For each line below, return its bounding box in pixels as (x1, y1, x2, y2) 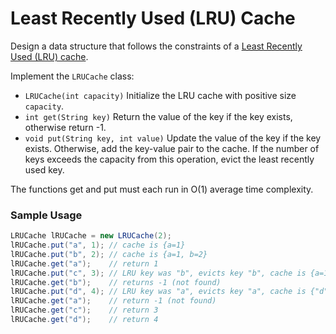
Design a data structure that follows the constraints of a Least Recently (10, 40, 303, 52)
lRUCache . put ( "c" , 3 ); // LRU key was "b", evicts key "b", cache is (10, 268, 307, 278)
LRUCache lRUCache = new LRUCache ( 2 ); (10, 231, 172, 241)
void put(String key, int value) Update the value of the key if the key (24, 132, 322, 144)
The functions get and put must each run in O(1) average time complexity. (10, 183, 314, 195)
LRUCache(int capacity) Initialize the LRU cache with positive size (24, 89, 297, 101)
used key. (24, 163, 65, 176)
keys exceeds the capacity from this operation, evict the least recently (24, 153, 315, 165)
